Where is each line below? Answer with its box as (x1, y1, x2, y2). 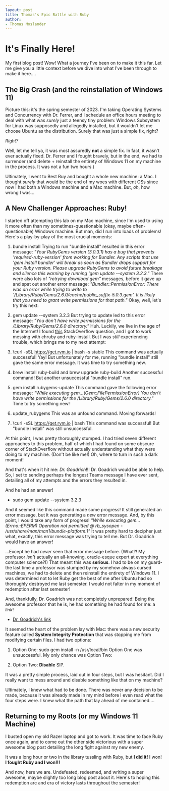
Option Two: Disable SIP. (12, 662, 65, 668)
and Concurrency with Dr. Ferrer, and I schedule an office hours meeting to (5, 112, 161, 118)
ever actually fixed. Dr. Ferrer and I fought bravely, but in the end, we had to (5, 153, 162, 159)
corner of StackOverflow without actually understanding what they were (5, 446, 155, 452)
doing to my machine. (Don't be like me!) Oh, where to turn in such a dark (5, 451, 158, 457)
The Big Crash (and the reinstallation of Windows (5, 85, 163, 94)
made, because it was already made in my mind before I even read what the (5, 692, 163, 698)
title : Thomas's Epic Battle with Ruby (5, 12, 89, 17)
